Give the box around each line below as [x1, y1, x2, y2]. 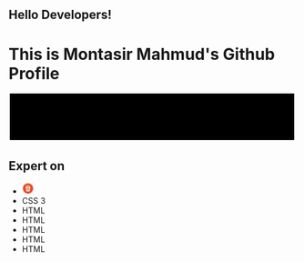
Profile [8, 63, 60, 84]
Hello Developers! [8, 7, 113, 23]
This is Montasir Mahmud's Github [8, 44, 275, 65]
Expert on [8, 158, 66, 174]
